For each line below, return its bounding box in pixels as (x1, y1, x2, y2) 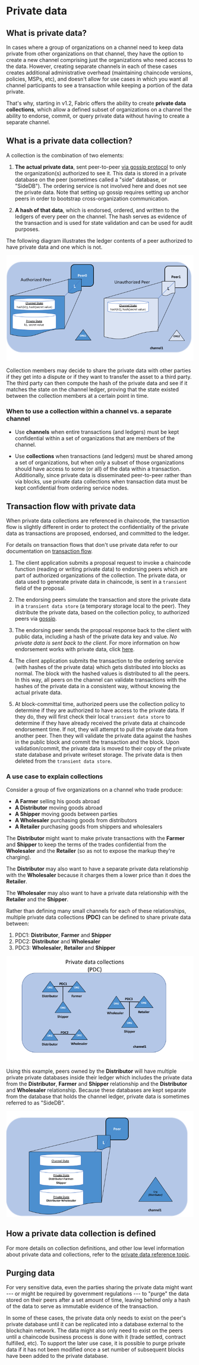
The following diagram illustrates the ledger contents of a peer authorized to (6, 237, 193, 244)
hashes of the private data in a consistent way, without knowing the (14, 683, 180, 690)
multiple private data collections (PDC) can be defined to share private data (6, 914, 191, 921)
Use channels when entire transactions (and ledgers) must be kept (14, 428, 179, 435)
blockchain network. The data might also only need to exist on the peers (6, 1327, 183, 1334)
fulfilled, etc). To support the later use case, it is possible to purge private (6, 1340, 186, 1347)
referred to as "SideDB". (6, 1099, 65, 1107)
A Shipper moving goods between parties (14, 810, 118, 818)
